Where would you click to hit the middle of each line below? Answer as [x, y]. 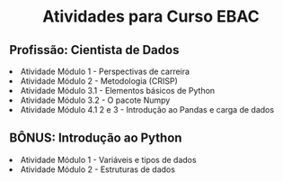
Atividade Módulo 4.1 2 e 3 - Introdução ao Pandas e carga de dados [148, 109]
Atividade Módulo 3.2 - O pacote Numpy [96, 100]
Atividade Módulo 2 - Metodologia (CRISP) [99, 81]
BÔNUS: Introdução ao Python [96, 138]
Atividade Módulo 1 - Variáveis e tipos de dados [109, 159]
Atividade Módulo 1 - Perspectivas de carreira [106, 71]
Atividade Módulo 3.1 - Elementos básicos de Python [118, 91]
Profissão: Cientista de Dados [94, 50]
